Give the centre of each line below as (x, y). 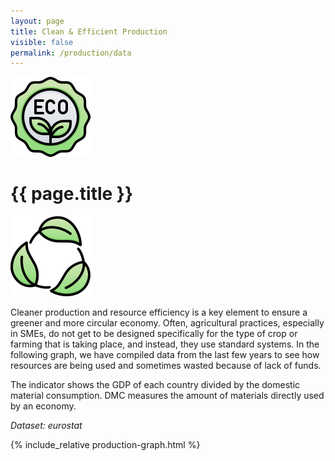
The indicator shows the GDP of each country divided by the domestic (155, 385)
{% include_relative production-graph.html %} (105, 445)
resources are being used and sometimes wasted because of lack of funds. (166, 366)
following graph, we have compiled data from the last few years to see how (165, 355)
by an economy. (43, 406)
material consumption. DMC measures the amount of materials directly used (167, 396)
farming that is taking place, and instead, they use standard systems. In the (165, 344)
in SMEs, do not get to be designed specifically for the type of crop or (154, 334)
